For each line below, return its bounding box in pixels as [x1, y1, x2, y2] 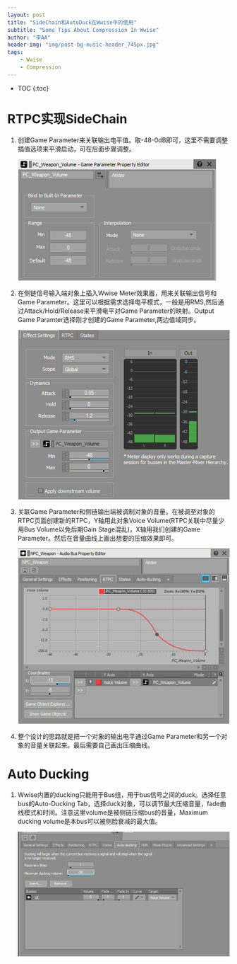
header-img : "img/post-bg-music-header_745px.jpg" [7, 41, 159, 49]
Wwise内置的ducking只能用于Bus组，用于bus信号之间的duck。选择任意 [17, 790, 227, 799]
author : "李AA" [7, 34, 51, 41]
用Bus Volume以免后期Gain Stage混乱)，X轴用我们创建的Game [17, 524, 201, 534]
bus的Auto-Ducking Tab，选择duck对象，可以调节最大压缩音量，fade [17, 799, 221, 808]
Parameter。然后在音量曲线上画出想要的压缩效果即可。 [17, 534, 178, 542]
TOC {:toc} [17, 84, 49, 92]
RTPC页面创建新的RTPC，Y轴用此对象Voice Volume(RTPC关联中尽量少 [17, 516, 225, 524]
